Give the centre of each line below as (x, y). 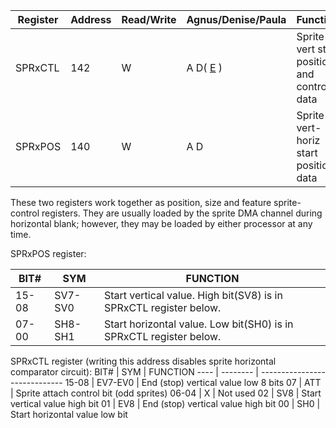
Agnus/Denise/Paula (236, 19)
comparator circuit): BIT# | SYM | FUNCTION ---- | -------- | (135, 372)
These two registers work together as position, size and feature (141, 202)
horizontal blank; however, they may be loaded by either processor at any (161, 223)
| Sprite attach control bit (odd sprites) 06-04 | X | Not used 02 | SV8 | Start (166, 393)
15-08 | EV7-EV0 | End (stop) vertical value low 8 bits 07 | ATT (193, 382)
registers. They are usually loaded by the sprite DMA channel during (182, 213)
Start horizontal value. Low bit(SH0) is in (198, 324)
